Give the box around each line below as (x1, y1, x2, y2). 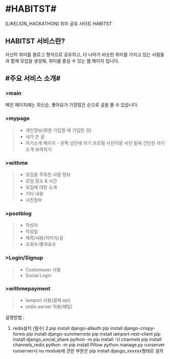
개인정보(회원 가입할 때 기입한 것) (25, 127, 92, 133)
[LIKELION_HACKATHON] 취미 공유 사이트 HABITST (5, 20, 112, 26)
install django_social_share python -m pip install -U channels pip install (12, 336, 162, 342)
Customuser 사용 (25, 266, 61, 272)
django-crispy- (124, 325, 155, 331)
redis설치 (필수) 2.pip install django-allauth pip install (12, 325, 123, 331)
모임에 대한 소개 (25, 184, 57, 190)
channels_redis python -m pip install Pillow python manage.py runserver (12, 342, 165, 348)
